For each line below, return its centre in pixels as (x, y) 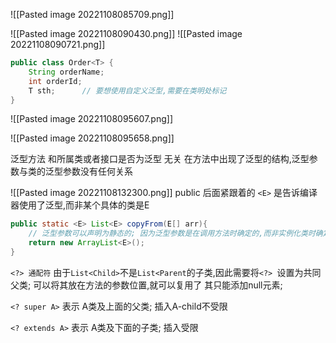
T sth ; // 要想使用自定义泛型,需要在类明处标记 (127, 90)
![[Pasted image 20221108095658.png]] (92, 138)
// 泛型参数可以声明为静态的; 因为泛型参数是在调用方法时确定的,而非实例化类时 (172, 234)
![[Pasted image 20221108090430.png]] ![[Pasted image (126, 33)
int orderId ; (55, 81)
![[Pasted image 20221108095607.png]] (91, 119)
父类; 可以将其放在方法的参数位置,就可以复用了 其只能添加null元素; (146, 285)
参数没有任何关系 (97, 171)
